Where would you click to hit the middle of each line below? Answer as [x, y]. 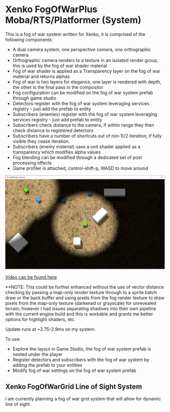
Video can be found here [31, 277]
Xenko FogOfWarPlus [51, 9]
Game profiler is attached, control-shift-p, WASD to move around [80, 168]
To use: [13, 339]
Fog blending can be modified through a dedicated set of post [77, 157]
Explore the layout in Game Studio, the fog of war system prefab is [82, 349]
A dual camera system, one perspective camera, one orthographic [82, 49]
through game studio [34, 98]
